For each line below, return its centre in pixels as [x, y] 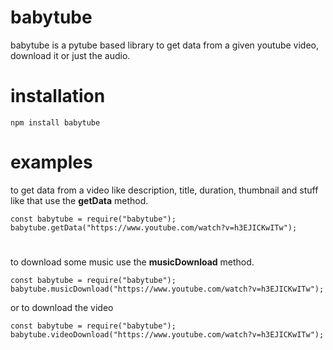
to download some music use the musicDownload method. [132, 262]
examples [51, 162]
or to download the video [62, 307]
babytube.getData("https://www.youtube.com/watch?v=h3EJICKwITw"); [154, 227]
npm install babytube [55, 122]
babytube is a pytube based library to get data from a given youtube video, [165, 45]
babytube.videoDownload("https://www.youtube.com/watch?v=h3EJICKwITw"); [167, 335]
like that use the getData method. [79, 200]
